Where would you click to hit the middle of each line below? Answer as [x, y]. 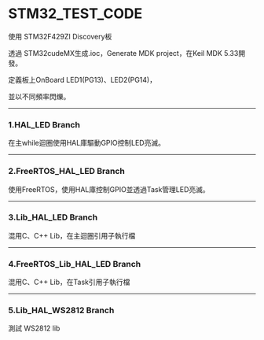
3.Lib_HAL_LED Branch [53, 217]
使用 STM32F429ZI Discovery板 [60, 36]
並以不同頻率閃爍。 [39, 96]
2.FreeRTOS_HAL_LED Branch [67, 172]
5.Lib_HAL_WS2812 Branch [61, 310]
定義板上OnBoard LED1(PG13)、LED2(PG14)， [82, 79]
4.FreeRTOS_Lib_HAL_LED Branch [75, 264]
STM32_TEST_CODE [75, 14]
